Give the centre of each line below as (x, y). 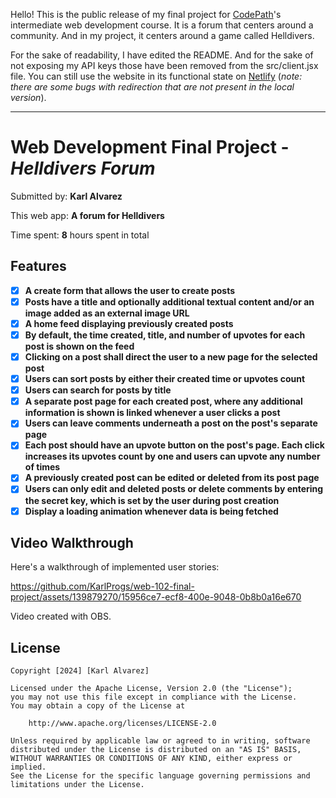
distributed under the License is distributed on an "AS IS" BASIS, (156, 750)
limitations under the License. (77, 785)
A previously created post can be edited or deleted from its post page (172, 478)
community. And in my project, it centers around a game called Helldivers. (162, 35)
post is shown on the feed (79, 346)
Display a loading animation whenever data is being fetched (151, 511)
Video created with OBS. (61, 616)
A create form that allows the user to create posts (130, 290)
